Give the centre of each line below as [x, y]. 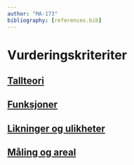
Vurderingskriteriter [67, 55]
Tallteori [26, 81]
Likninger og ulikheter [56, 128]
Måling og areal [42, 153]
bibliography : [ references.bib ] [54, 20]
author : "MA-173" [33, 14]
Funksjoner [33, 105]
